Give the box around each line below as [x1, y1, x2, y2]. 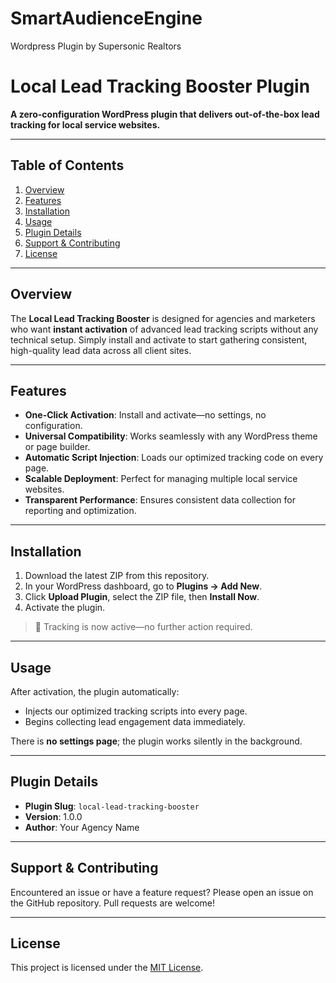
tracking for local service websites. [10, 118, 161, 131]
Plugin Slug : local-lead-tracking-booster [24, 800, 200, 812]
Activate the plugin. [24, 602, 106, 614]
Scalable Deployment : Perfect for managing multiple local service [24, 473, 298, 485]
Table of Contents [10, 157, 125, 174]
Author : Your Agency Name [24, 821, 140, 833]
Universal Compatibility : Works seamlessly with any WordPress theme [24, 430, 318, 442]
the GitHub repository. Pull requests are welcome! [10, 897, 215, 909]
